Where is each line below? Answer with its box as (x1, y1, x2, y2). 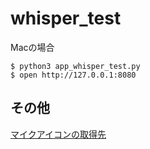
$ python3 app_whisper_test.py (10, 61, 141, 71)
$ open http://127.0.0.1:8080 (10, 70, 137, 80)
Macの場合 (10, 41, 55, 53)
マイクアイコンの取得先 (10, 128, 107, 140)
